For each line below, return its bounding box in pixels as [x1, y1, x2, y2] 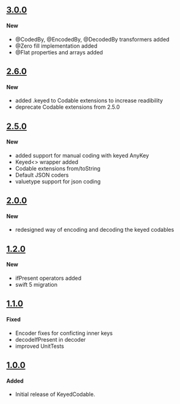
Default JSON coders [15, 171, 69, 178]
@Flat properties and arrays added [15, 48, 103, 56]
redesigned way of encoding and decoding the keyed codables [15, 226, 175, 233]
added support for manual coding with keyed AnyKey [15, 152, 149, 159]
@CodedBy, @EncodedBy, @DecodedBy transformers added [15, 35, 170, 43]
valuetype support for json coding [15, 177, 101, 185]
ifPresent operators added [15, 274, 82, 282]
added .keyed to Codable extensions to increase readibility [15, 97, 164, 105]
